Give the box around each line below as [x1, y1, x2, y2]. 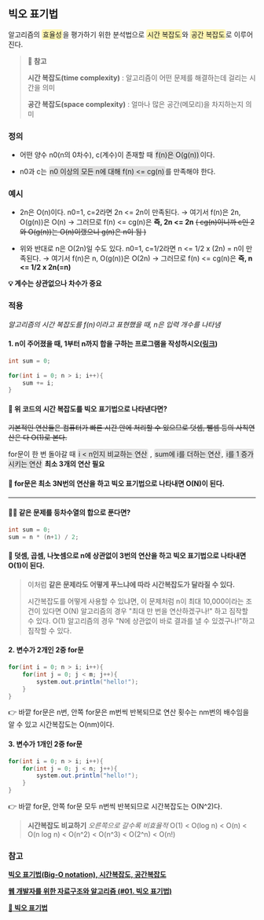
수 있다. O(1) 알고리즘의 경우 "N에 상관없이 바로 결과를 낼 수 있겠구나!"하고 [27, 615, 255, 626]
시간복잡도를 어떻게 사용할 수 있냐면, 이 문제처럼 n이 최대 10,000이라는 [27, 596, 244, 606]
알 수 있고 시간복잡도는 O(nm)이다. [8, 720, 115, 729]
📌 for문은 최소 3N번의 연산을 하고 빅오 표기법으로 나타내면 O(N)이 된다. [8, 479, 225, 488]
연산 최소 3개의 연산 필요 [28, 459, 105, 469]
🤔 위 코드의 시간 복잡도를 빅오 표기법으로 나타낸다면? [8, 403, 167, 414]
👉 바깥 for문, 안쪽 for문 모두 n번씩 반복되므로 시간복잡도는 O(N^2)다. [8, 801, 222, 811]
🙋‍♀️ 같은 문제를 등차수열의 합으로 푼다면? [8, 508, 131, 517]
